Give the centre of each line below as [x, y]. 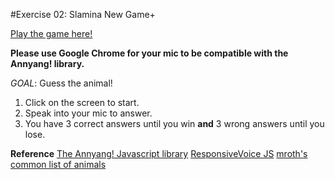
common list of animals [58, 164]
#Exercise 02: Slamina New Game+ [83, 14]
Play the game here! [51, 33]
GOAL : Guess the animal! [61, 83]
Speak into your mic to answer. [88, 113]
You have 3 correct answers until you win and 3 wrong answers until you [174, 123]
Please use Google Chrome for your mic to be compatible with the [149, 53]
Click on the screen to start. [82, 102]
